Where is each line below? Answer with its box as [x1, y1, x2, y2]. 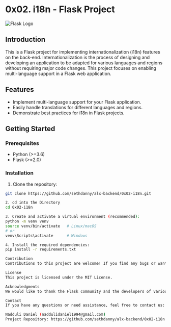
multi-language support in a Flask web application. [5, 70, 111, 77]
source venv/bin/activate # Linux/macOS [5, 223, 97, 229]
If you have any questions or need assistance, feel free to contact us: [5, 303, 165, 308]
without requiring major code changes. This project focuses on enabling [5, 65, 157, 71]
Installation [5, 169, 34, 177]
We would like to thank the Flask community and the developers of [5, 289, 152, 294]
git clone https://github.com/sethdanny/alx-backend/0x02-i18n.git [5, 191, 152, 196]
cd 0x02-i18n [5, 205, 33, 210]
